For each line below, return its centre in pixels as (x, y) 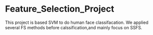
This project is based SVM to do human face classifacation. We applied (77, 22)
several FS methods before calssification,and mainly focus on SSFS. (74, 27)
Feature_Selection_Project (60, 9)
